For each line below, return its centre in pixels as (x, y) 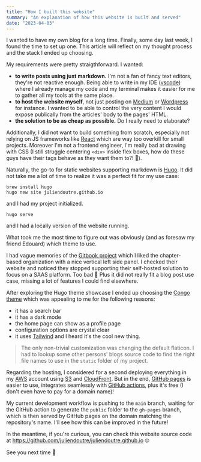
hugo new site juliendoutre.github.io (55, 192)
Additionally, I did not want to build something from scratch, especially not (98, 132)
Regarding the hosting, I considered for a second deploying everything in (97, 372)
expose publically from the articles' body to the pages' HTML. (91, 114)
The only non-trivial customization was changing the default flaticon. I (107, 348)
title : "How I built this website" (51, 12)
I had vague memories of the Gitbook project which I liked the (82, 256)
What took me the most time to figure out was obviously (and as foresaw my (100, 238)
